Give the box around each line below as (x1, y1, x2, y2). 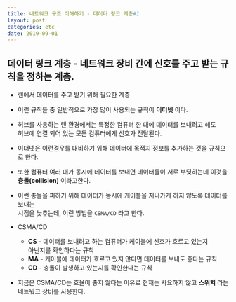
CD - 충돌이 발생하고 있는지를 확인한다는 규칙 (27, 263, 152, 272)
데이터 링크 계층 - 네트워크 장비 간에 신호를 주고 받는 (7, 57, 218, 69)
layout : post (7, 17, 46, 24)
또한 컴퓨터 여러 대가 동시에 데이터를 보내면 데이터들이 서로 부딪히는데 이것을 (17, 167, 228, 176)
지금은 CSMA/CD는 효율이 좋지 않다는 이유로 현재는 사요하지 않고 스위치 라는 (17, 278, 229, 287)
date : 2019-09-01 (7, 29, 58, 37)
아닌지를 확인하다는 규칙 (27, 246, 95, 254)
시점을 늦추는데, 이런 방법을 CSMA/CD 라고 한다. (17, 209, 145, 217)
